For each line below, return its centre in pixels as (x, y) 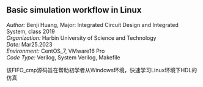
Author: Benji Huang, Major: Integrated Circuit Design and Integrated (93, 25)
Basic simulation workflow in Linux (74, 10)
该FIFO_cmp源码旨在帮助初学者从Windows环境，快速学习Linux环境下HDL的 (102, 70)
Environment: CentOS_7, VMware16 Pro (56, 51)
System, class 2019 (31, 31)
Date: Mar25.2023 (30, 44)
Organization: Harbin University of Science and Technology (82, 38)
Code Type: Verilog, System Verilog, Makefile (63, 57)
